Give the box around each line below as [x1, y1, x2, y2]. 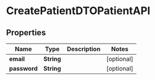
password [9, 65, 38, 72]
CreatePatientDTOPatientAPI [6, 4, 151, 18]
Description [67, 45, 101, 53]
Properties [6, 28, 46, 38]
